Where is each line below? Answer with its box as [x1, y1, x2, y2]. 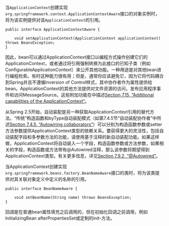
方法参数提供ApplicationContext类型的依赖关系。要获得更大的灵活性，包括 [5, 128, 159, 133]
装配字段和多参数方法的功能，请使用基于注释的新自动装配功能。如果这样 [9, 134, 159, 140]
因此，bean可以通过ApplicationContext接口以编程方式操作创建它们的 [5, 54, 148, 60]
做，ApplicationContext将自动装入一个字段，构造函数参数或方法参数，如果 [5, 140, 159, 146]
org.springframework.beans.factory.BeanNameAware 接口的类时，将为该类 [5, 170, 155, 176]
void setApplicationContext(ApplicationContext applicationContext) [14, 36, 161, 41]
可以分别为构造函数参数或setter [97, 121, 162, 127]
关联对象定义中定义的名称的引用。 [18, 176, 89, 182]
